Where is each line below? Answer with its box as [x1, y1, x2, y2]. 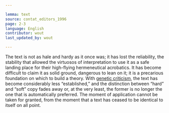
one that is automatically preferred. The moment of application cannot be [5, 92, 158, 97]
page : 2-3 [5, 21, 26, 26]
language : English [5, 26, 44, 31]
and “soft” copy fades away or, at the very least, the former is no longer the [5, 86, 163, 92]
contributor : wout [5, 31, 44, 36]
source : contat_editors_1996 [5, 16, 67, 22]
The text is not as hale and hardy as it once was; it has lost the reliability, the [5, 54, 164, 60]
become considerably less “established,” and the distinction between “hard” [5, 81, 164, 87]
